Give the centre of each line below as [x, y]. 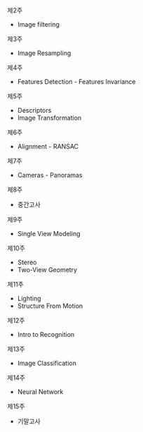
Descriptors [34, 110]
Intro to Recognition [46, 334]
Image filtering [38, 24]
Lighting [29, 298]
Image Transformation [49, 118]
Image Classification [47, 363]
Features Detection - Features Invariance [76, 82]
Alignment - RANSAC [48, 146]
